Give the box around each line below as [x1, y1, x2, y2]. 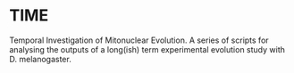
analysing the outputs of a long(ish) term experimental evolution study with [9, 44, 286, 54]
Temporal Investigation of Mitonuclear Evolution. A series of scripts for [9, 35, 270, 45]
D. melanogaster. [9, 53, 71, 64]
